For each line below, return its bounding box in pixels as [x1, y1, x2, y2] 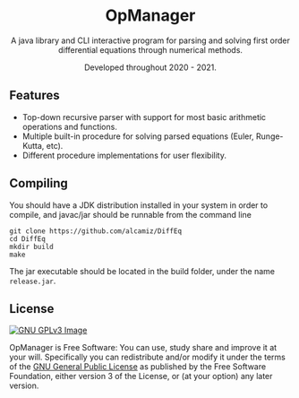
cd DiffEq [9, 234, 47, 243]
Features [9, 88, 60, 103]
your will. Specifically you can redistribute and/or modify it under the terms [9, 351, 286, 363]
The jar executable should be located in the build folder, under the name [9, 265, 276, 276]
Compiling [9, 176, 69, 191]
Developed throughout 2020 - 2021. [83, 62, 218, 73]
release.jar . [9, 275, 56, 286]
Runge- [255, 131, 284, 142]
